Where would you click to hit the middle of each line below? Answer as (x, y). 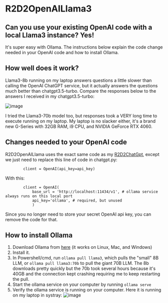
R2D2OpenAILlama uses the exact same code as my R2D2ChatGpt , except (82, 154)
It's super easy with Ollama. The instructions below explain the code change (84, 47)
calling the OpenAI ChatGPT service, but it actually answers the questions (81, 85)
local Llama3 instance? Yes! (50, 35)
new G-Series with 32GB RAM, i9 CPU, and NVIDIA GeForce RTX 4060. (79, 126)
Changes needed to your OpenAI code (66, 142)
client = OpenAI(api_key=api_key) (59, 169)
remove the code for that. (32, 219)
